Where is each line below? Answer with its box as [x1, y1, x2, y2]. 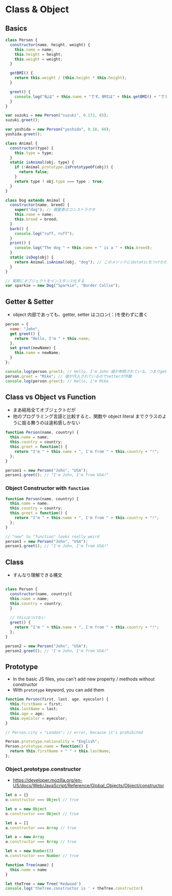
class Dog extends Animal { [5, 198, 66, 203]
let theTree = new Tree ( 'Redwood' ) [5, 881, 81, 886]
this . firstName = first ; [10, 701, 63, 707]
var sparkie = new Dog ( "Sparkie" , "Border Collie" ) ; [5, 283, 120, 288]
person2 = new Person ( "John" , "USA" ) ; [5, 644, 88, 649]
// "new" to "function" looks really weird [5, 534, 100, 539]
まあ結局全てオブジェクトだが [12, 407, 76, 413]
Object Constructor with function [5, 485, 90, 492]
